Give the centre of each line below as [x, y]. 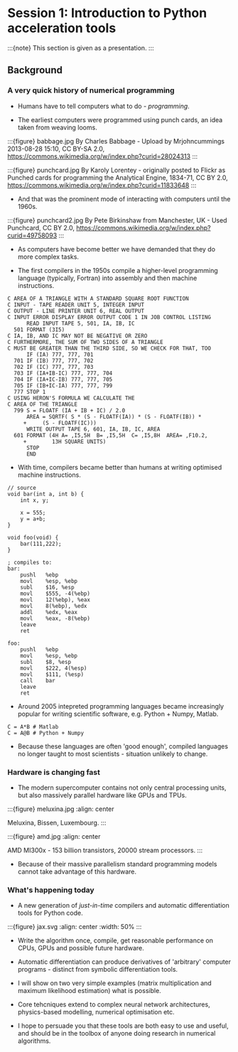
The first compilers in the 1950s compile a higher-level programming [118, 270]
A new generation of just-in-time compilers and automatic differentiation [123, 906]
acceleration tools [62, 28]
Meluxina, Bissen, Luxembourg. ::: [57, 822]
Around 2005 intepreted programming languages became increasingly [121, 706]
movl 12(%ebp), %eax [55, 600]
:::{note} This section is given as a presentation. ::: [81, 48]
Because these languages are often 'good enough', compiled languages [123, 746]
